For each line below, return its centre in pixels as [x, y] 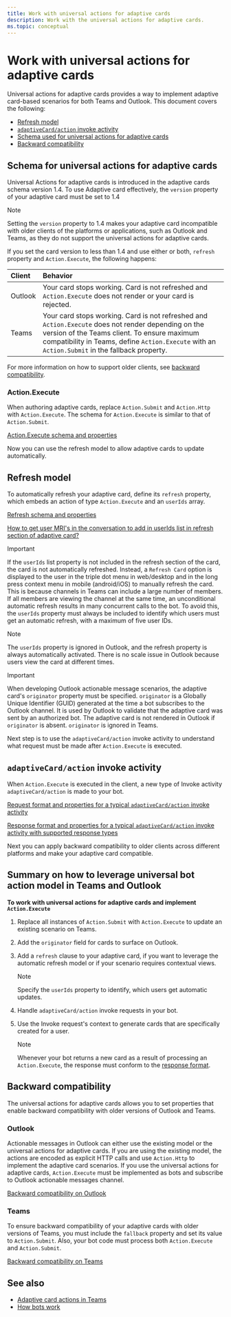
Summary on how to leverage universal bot [101, 875]
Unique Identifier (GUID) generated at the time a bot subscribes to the [106, 704]
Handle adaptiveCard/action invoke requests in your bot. [98, 1010]
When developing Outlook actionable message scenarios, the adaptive [107, 688]
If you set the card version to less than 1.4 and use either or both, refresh [111, 251]
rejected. [57, 305]
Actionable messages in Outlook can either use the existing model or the [110, 1143]
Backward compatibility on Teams [55, 1261]
